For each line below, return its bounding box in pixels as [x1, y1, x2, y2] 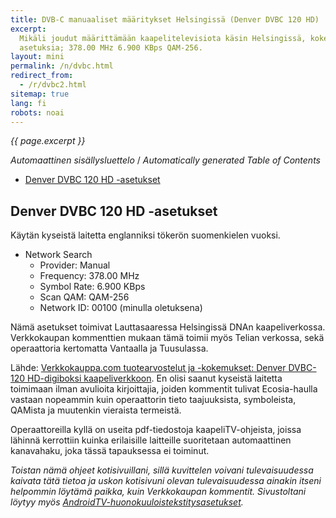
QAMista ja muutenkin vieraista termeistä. [10, 404, 182, 416]
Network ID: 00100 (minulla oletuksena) [39, 302, 203, 314]
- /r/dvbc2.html [19, 80, 87, 90]
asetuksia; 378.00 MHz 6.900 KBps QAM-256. [19, 42, 203, 53]
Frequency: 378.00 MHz [39, 270, 140, 282]
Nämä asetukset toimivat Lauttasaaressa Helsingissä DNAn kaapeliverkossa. [10, 321, 326, 333]
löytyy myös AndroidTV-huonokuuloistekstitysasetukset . [10, 496, 244, 508]
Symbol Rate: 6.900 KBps [39, 281, 146, 293]
